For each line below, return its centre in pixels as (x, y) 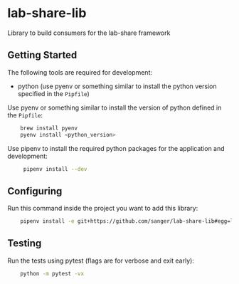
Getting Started (42, 55)
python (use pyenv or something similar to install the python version (117, 86)
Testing (25, 243)
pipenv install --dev (55, 169)
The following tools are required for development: (80, 72)
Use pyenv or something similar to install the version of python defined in (115, 107)
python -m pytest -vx (52, 273)
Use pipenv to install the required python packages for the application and (116, 148)
